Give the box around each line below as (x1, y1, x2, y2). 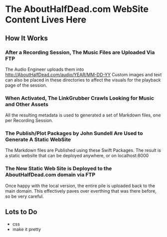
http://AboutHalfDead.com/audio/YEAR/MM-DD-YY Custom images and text (5, 71, 162, 78)
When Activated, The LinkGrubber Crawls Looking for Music (5, 95, 155, 102)
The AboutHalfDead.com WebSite (5, 3, 149, 15)
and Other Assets (5, 101, 49, 108)
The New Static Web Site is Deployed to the (5, 165, 112, 172)
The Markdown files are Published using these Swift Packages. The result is (5, 147, 161, 153)
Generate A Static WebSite (5, 136, 71, 143)
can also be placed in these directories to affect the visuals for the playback (5, 77, 161, 83)
